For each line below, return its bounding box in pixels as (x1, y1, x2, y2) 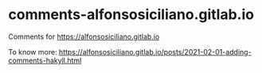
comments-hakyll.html (8, 56, 82, 65)
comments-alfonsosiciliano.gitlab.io (8, 6, 255, 24)
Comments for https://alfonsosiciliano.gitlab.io (8, 32, 160, 41)
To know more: (8, 47, 57, 56)
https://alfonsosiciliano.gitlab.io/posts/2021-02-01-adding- (58, 47, 252, 56)
